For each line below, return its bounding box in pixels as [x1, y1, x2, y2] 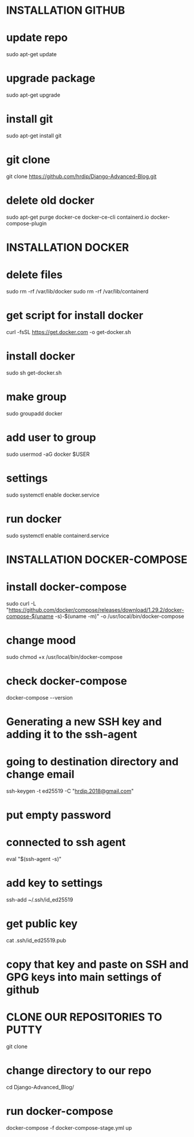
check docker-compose [6, 674, 127, 688]
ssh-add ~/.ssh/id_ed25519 [6, 896, 73, 903]
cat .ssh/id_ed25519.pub [6, 936, 67, 944]
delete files [6, 268, 63, 281]
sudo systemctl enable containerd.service [6, 532, 109, 539]
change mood [6, 633, 76, 647]
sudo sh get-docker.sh [6, 369, 62, 376]
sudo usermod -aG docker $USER [6, 450, 90, 458]
